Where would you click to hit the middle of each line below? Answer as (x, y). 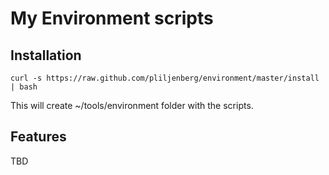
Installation (46, 55)
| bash (24, 87)
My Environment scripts (112, 18)
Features (38, 137)
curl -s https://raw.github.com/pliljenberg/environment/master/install (165, 78)
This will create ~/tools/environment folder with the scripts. (132, 105)
